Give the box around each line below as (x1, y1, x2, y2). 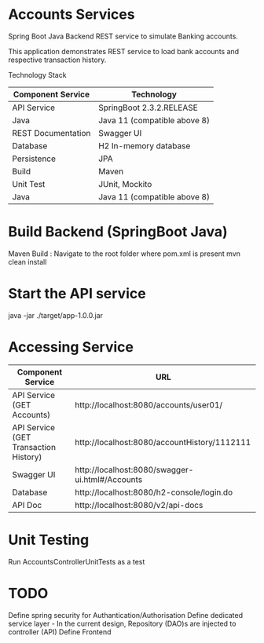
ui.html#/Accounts (74, 473, 143, 484)
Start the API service (8, 285, 147, 303)
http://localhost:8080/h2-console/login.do (74, 487, 233, 498)
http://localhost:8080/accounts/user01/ (74, 399, 223, 410)
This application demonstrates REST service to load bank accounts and (8, 46, 240, 56)
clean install (8, 257, 47, 266)
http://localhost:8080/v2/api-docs (74, 499, 203, 510)
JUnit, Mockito (97, 178, 152, 189)
